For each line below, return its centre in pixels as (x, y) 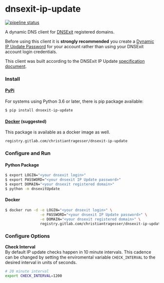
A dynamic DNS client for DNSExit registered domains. (60, 32)
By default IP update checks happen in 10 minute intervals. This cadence (78, 252)
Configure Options (28, 236)
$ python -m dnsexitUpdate (32, 189)
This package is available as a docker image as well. (58, 132)
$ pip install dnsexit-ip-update (39, 111)
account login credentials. (31, 52)
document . (16, 66)
